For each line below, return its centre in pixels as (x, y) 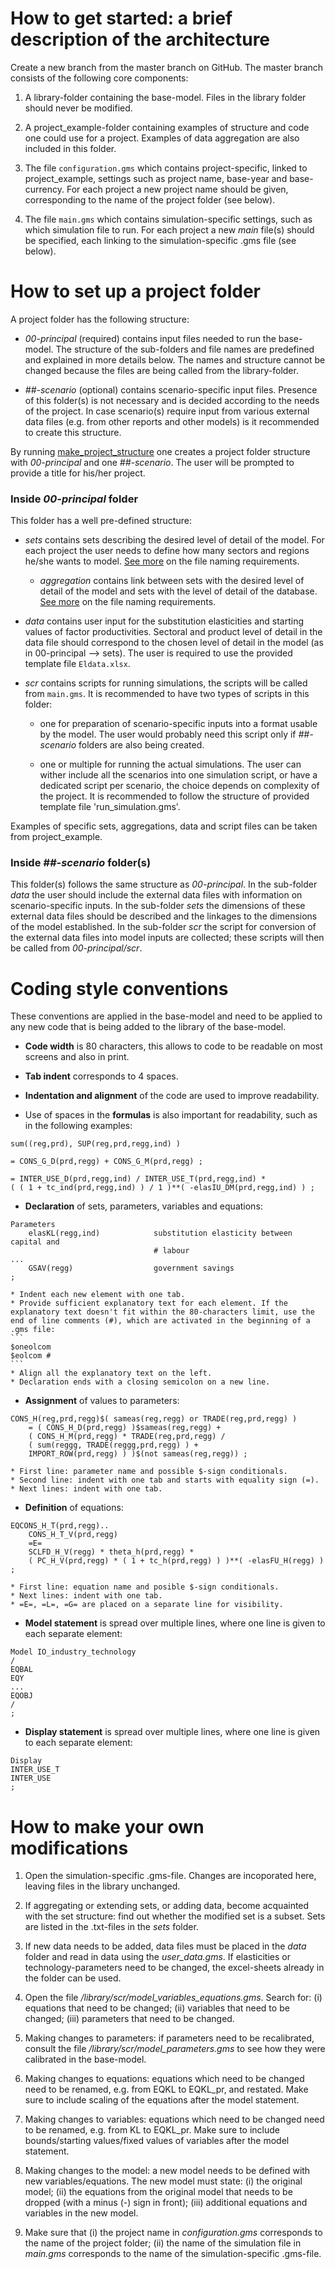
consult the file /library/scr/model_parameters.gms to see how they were (175, 2049)
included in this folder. (70, 148)
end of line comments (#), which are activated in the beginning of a (160, 1321)
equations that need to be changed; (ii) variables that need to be (157, 2008)
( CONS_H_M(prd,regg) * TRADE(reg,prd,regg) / (127, 1437)
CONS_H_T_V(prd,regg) (73, 1535)
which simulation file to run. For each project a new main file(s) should (169, 229)
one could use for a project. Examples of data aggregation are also (162, 138)
